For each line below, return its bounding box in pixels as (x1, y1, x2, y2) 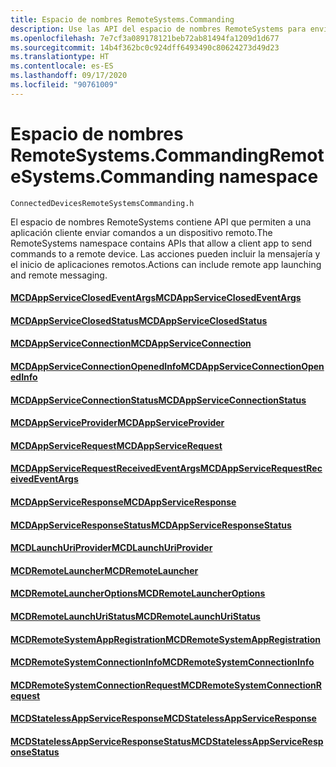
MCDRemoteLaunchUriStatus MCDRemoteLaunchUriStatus (10, 611, 261, 622)
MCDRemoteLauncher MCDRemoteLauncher (10, 564, 199, 576)
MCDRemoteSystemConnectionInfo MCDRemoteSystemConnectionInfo (10, 656, 315, 668)
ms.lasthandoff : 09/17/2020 (10, 71, 128, 81)
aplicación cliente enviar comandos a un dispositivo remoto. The (10, 226, 273, 238)
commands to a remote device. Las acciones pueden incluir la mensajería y (10, 247, 321, 260)
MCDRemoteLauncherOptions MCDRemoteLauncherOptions (10, 587, 266, 600)
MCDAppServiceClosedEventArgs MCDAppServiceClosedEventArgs (10, 292, 302, 304)
